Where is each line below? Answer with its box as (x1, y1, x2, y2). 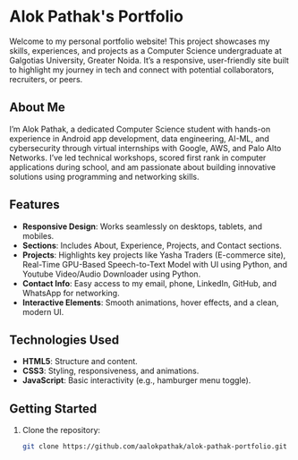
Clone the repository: (21, 425, 101, 436)
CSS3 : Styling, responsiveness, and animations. (21, 365, 200, 377)
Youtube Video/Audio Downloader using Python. (21, 268, 201, 279)
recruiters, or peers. (9, 73, 83, 84)
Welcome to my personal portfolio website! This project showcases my (9, 36, 270, 47)
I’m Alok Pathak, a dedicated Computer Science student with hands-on (9, 124, 271, 134)
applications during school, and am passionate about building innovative (9, 161, 276, 172)
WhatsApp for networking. (21, 287, 120, 298)
